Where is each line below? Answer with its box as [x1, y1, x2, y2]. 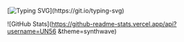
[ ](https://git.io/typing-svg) [7, 7, 125, 14]
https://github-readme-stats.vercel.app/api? [51, 20, 177, 28]
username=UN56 [7, 28, 57, 35]
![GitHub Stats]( [7, 20, 52, 28]
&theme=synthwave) [57, 28, 117, 35]
